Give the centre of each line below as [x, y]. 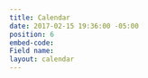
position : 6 [32, 34]
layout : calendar [42, 59]
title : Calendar [40, 17]
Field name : [32, 51]
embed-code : [32, 43]
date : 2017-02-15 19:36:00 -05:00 [74, 26]
